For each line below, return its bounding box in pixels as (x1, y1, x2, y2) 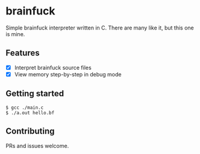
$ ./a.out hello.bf (5, 109, 55, 115)
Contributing (5, 126, 55, 137)
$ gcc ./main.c (5, 104, 44, 111)
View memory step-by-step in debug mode (14, 70, 122, 78)
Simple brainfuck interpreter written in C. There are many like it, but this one (5, 24, 194, 31)
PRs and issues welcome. (5, 142, 69, 149)
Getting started (5, 88, 64, 99)
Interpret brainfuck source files (14, 64, 92, 71)
